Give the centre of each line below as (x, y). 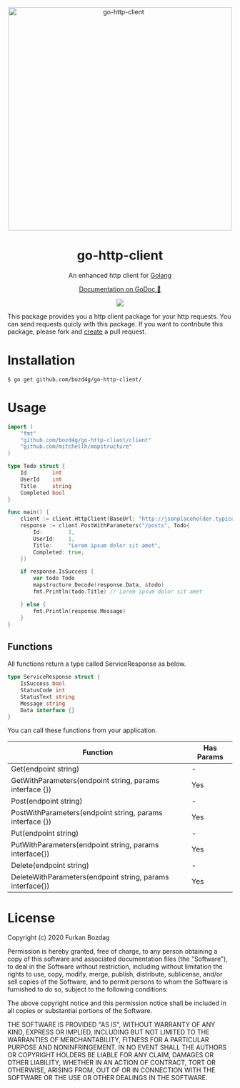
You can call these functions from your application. (82, 730)
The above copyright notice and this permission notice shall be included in (117, 1003)
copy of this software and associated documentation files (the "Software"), (118, 959)
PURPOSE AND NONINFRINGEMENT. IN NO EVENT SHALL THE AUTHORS (117, 1047)
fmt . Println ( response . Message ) (80, 611)
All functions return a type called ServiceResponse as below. (97, 664)
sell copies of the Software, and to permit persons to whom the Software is (118, 982)
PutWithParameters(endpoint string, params (85, 845)
